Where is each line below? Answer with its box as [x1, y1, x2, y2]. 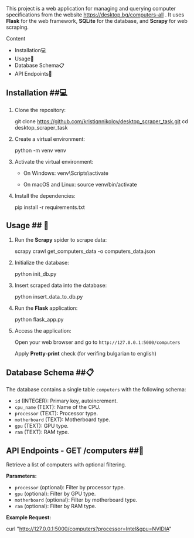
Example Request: [6, 514, 52, 521]
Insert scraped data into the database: [14, 282, 107, 289]
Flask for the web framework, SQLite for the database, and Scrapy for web [6, 18, 188, 24]
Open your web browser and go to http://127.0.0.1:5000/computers [14, 339, 181, 346]
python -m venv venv [14, 147, 66, 154]
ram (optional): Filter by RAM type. [14, 503, 97, 510]
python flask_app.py [14, 316, 64, 323]
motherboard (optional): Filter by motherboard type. [14, 496, 138, 503]
